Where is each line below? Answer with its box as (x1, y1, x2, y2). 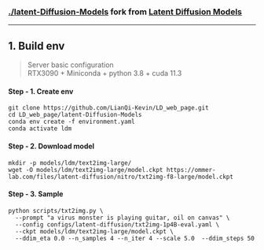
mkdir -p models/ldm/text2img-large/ (8, 159, 132, 167)
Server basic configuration (27, 60, 114, 69)
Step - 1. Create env (8, 86, 74, 96)
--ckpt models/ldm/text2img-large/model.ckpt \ (15, 227, 174, 235)
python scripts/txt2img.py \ (8, 207, 104, 215)
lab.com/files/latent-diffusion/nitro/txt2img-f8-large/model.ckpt (8, 173, 234, 181)
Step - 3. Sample (8, 189, 64, 199)
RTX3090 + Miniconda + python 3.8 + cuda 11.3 (27, 69, 182, 78)
